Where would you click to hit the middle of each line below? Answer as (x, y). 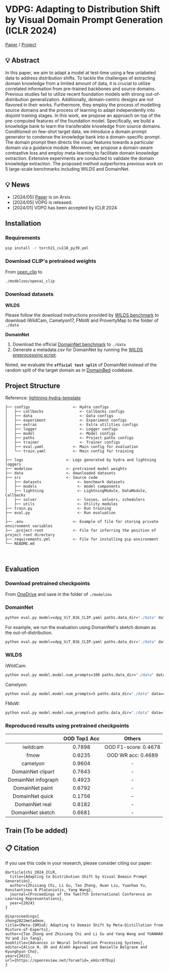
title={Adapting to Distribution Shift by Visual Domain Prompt (78, 877)
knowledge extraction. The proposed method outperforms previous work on (84, 163)
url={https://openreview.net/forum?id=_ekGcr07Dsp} (60, 960)
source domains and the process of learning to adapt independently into (80, 110)
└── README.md (20, 544)
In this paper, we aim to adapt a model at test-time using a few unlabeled (80, 73)
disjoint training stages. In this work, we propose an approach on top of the (83, 115)
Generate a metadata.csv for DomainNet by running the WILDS (78, 350)
